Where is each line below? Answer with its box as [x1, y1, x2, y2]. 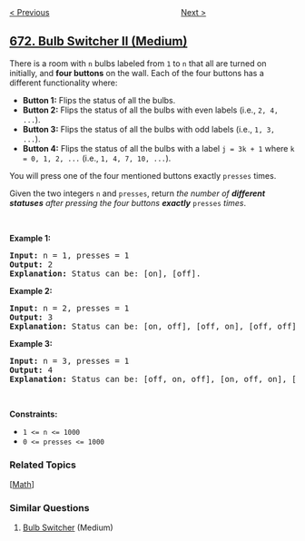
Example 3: [9, 338, 53, 349]
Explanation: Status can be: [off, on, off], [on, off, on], [9, 374, 288, 384]
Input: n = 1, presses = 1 [9, 250, 130, 261]
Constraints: [9, 408, 58, 419]
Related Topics [9, 458, 77, 471]
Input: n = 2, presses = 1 [9, 302, 130, 313]
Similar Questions [9, 502, 90, 515]
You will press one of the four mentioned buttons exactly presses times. [9, 170, 277, 181]
